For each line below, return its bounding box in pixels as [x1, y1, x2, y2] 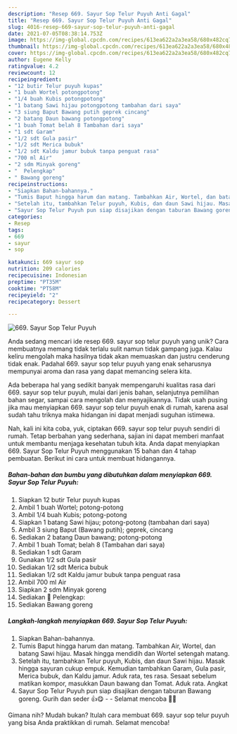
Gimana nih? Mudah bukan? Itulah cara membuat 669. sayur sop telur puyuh [8, 711, 229, 719]
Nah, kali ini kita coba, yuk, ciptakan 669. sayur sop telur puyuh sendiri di [8, 424, 220, 433]
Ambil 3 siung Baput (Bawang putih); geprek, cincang [18, 525, 174, 534]
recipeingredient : [8, 75, 62, 83]
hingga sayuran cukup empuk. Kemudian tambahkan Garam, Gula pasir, [18, 664, 226, 673]
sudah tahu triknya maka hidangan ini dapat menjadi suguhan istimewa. [8, 411, 215, 419]
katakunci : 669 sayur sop [8, 259, 84, 266]
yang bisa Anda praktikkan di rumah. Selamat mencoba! [8, 719, 170, 727]
